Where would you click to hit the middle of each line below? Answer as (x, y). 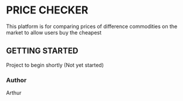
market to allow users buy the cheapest (54, 32)
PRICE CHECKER (47, 10)
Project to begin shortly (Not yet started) (55, 65)
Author (16, 80)
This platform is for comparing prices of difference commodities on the (92, 26)
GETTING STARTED (42, 51)
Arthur (14, 93)
